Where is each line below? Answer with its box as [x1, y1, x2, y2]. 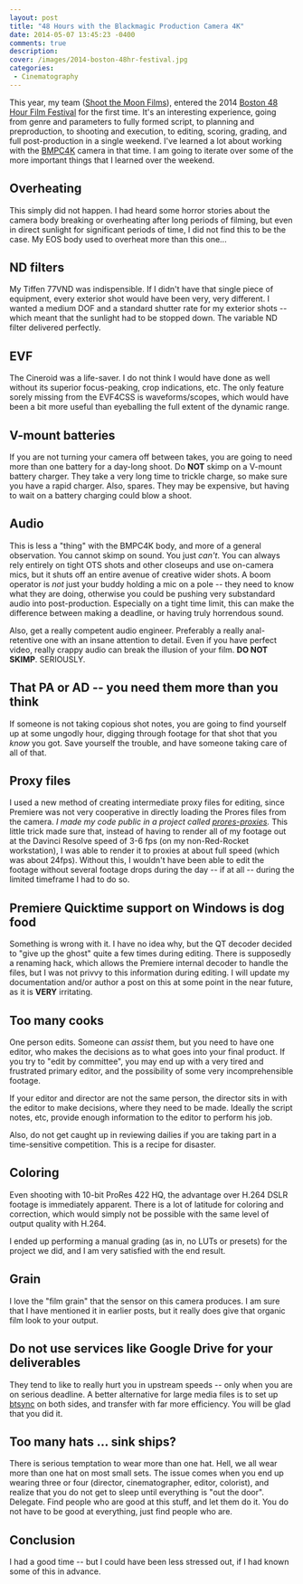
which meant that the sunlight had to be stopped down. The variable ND [9, 313, 278, 324]
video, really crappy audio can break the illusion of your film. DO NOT [9, 644, 269, 655]
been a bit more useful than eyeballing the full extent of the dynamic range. [9, 402, 290, 413]
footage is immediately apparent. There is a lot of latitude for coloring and [9, 1199, 284, 1209]
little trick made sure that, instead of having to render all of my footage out [9, 826, 287, 837]
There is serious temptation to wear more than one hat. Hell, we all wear [9, 1458, 278, 1469]
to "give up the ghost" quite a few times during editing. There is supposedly [9, 948, 291, 959]
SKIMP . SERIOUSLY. [9, 653, 86, 665]
